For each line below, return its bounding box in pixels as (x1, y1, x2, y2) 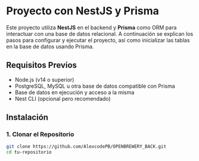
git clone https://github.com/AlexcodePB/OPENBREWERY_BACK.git (6, 144, 167, 150)
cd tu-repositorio (6, 149, 52, 156)
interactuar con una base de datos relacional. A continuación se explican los (6, 30, 194, 37)
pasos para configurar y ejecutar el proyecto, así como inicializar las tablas (6, 36, 190, 44)
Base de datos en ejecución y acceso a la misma (14, 88, 135, 96)
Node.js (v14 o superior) (14, 76, 74, 83)
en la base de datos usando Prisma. (6, 43, 94, 50)
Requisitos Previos (6, 60, 77, 70)
